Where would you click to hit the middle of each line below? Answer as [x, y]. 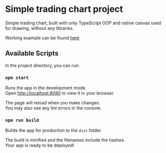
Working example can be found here [42, 38]
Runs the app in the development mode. [46, 88]
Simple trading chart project [64, 9]
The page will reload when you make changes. [53, 103]
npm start [17, 77]
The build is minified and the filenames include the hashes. [65, 140]
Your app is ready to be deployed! [40, 146]
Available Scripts [32, 53]
